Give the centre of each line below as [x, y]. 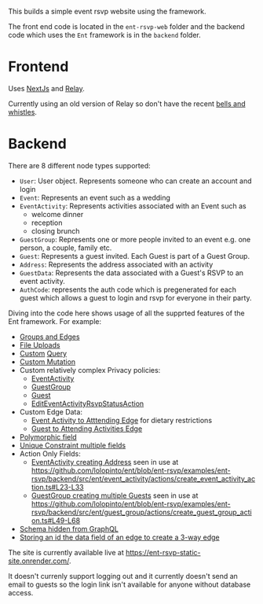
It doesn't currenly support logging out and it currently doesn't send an [123, 576]
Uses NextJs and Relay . [46, 88]
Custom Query [43, 353]
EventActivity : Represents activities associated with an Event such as [133, 206]
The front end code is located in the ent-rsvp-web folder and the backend [126, 26]
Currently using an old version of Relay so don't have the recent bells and [127, 103]
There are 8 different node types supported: [79, 165]
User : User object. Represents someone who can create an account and [136, 181]
